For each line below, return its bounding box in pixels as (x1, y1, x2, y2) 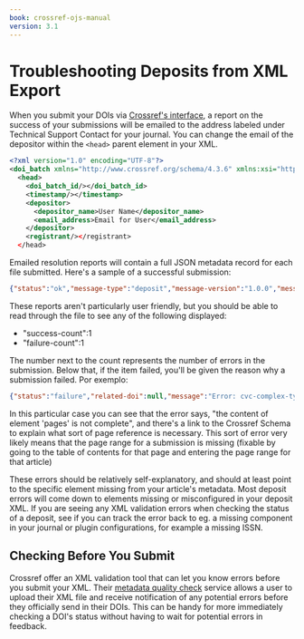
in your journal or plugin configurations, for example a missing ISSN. (9, 522, 264, 533)
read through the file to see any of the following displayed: (9, 310, 227, 321)
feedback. (9, 620, 47, 631)
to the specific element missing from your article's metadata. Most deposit (9, 483, 287, 494)
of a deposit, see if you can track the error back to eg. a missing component (9, 512, 293, 523)
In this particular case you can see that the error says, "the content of (9, 408, 269, 419)
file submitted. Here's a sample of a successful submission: (9, 266, 232, 277)
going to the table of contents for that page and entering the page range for (9, 446, 291, 458)
